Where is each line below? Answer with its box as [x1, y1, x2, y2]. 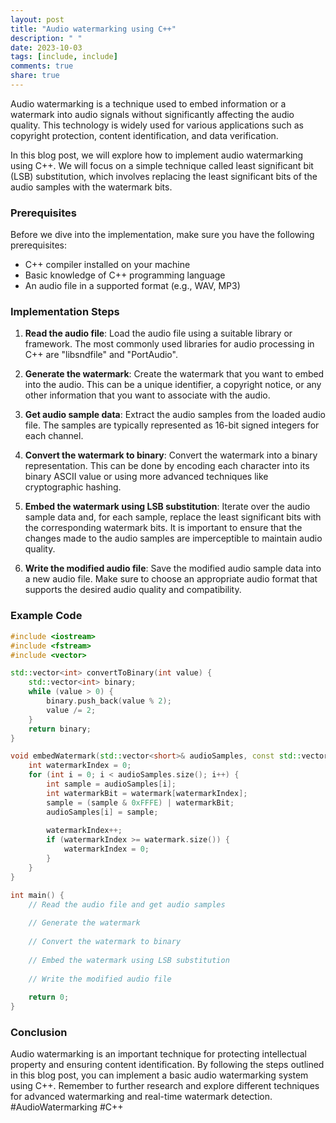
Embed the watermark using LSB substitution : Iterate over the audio [24, 501, 311, 513]
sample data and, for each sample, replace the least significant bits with [24, 511, 322, 523]
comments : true [10, 61, 74, 71]
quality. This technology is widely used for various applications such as [10, 119, 304, 131]
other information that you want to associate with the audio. [24, 389, 271, 401]
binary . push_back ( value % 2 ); [46, 696, 172, 706]
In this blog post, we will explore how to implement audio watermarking [10, 149, 304, 161]
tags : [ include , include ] [10, 52, 118, 62]
